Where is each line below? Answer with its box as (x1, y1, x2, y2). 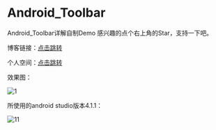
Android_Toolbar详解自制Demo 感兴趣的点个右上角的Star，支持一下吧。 (7, 29, 213, 37)
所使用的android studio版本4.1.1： (7, 101, 103, 109)
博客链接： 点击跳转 (7, 43, 63, 51)
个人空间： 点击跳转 (7, 58, 63, 67)
